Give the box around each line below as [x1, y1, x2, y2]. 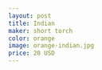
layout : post [8, 11, 52, 20]
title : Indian [8, 19, 56, 27]
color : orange [8, 34, 56, 43]
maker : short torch [8, 27, 73, 35]
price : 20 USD [8, 49, 56, 57]
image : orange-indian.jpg [8, 42, 94, 50]
